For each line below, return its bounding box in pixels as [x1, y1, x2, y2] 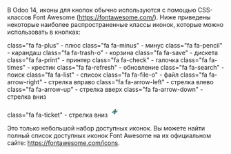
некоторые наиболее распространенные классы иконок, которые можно [7, 21, 224, 28]
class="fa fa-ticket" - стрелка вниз [7, 110, 108, 119]
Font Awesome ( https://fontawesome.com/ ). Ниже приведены [32, 13, 211, 21]
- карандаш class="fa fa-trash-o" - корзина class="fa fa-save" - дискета [7, 48, 219, 57]
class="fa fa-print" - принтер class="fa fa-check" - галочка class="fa [7, 56, 208, 64]
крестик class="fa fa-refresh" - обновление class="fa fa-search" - [31, 64, 225, 71]
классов [7, 13, 32, 21]
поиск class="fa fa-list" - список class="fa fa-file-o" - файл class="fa [7, 70, 208, 79]
